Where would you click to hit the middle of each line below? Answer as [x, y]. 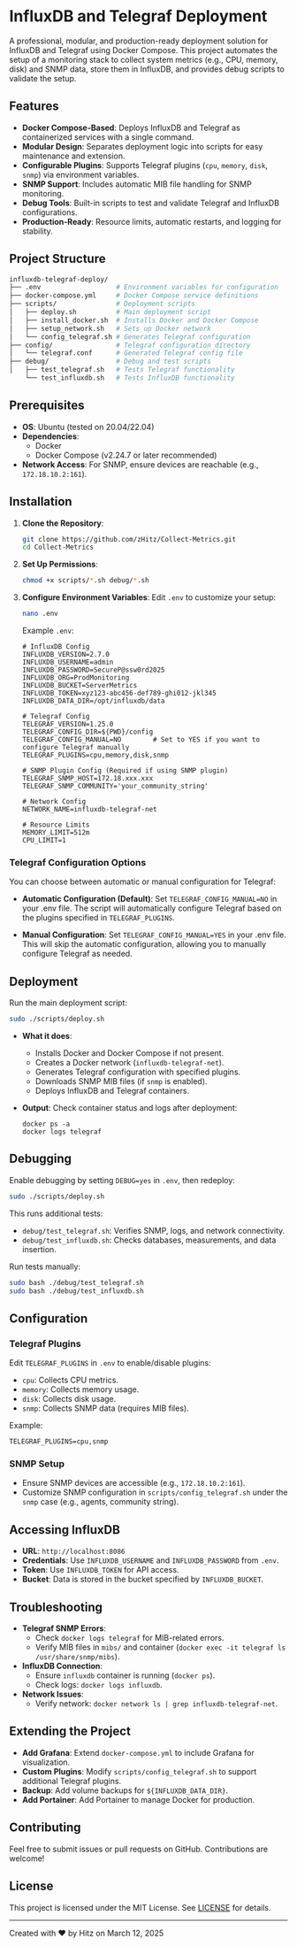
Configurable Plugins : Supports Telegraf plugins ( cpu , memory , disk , [145, 165]
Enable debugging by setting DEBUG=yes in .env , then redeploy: [122, 1180]
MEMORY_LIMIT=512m [56, 833]
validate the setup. [43, 78]
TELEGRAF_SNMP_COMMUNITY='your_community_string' [115, 786]
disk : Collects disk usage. [69, 1399]
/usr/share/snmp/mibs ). [77, 1657]
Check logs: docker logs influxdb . [99, 1685]
